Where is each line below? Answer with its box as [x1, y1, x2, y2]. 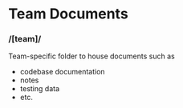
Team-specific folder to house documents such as [8, 51, 175, 61]
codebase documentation [19, 67, 106, 77]
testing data [19, 84, 60, 94]
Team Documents [8, 5, 128, 23]
